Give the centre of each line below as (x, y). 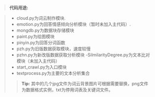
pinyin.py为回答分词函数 (41, 43)
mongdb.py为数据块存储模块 (45, 30)
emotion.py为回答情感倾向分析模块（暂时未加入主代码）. (74, 24)
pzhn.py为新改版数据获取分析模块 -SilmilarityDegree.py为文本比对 (83, 55)
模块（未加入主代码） (38, 61)
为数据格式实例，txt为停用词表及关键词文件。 (67, 90)
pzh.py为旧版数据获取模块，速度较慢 (54, 49)
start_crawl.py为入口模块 (42, 67)
